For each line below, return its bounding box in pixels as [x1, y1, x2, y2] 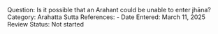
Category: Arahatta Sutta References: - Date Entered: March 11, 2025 [7, 13, 206, 21]
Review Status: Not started [7, 20, 84, 28]
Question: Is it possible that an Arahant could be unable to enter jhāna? [7, 6, 211, 14]
